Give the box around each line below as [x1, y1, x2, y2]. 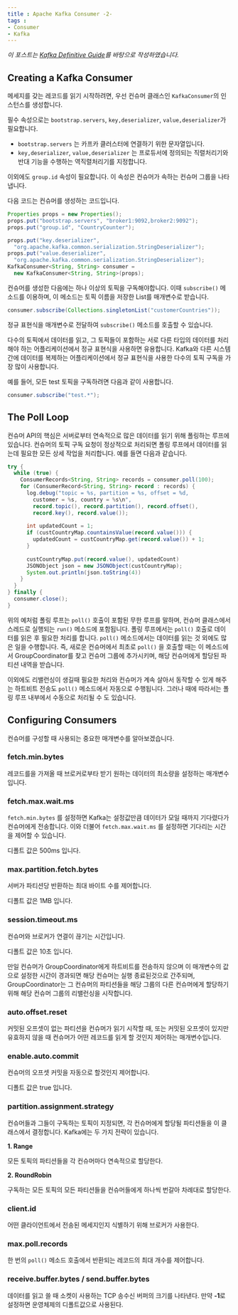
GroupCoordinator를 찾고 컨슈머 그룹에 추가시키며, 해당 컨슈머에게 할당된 [14, 651, 220, 660]
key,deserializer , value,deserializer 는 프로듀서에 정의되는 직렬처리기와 [17, 149, 229, 157]
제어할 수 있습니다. [14, 831, 66, 840]
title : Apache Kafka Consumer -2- [7, 10, 113, 18]
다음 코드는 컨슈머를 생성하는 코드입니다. [7, 196, 119, 205]
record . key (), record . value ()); [33, 509, 129, 517]
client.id [7, 1203, 37, 1213]
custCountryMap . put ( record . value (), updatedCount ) [26, 556, 180, 563]
